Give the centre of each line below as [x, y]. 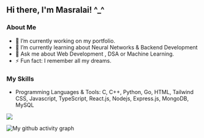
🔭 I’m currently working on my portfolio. [65, 41]
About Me [21, 27]
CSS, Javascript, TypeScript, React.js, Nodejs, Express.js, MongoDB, [102, 98]
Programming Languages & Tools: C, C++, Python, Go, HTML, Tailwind [104, 92]
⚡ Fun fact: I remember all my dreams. [63, 60]
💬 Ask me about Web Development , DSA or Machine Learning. [95, 54]
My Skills [20, 79]
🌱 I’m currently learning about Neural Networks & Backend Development [106, 47]
